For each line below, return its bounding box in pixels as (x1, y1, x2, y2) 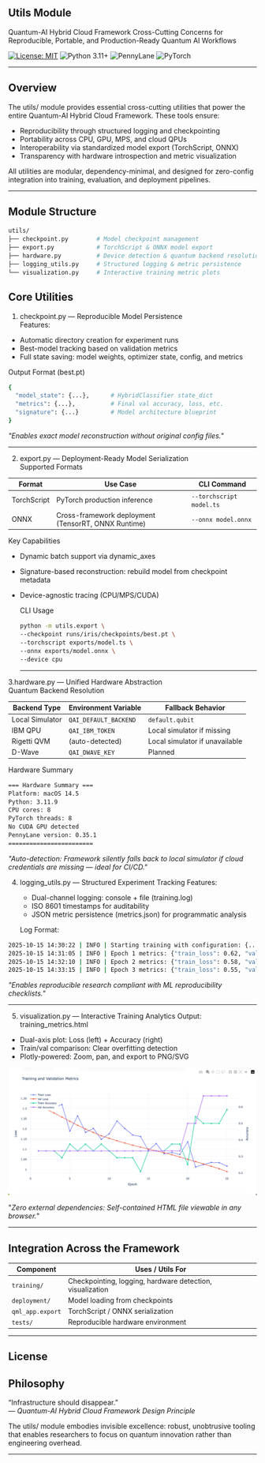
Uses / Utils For (135, 1265, 187, 1274)
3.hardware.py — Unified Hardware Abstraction (8, 677, 163, 686)
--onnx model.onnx (191, 516, 252, 524)
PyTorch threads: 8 (8, 815, 73, 823)
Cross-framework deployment (56, 510, 156, 520)
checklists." (8, 988, 46, 998)
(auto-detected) (68, 737, 122, 745)
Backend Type (13, 703, 62, 713)
